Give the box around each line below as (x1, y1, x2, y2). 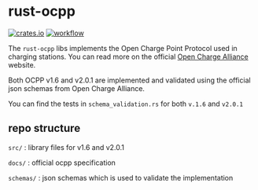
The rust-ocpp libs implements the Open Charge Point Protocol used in (8, 43, 238, 53)
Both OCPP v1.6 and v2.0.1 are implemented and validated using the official (8, 75, 251, 85)
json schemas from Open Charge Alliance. (8, 83, 146, 93)
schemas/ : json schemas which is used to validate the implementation (8, 173, 234, 182)
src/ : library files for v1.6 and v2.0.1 (8, 142, 124, 152)
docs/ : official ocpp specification (8, 158, 116, 167)
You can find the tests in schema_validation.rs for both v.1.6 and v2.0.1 (8, 99, 244, 108)
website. (8, 60, 36, 69)
